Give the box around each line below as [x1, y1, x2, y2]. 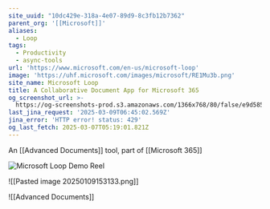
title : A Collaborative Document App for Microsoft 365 [8, 86, 199, 94]
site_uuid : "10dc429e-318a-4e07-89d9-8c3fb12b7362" [8, 11, 185, 20]
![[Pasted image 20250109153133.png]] [8, 176, 139, 186]
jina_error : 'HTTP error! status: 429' [8, 116, 142, 124]
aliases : [8, 26, 38, 34]
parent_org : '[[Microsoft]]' [8, 19, 106, 27]
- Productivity [15, 49, 67, 57]
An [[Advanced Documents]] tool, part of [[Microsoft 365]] [8, 145, 202, 155]
